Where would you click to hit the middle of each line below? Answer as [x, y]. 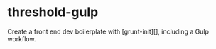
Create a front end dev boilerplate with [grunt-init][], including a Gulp [108, 31]
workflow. [22, 38]
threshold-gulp [53, 12]
